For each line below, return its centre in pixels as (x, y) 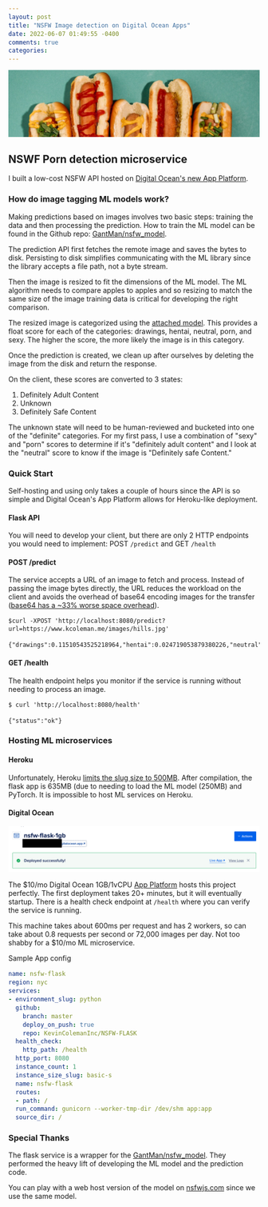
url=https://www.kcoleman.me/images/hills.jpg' (89, 629)
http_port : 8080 (42, 1059)
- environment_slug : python (55, 1000)
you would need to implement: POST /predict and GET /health (112, 544)
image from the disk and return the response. (83, 363)
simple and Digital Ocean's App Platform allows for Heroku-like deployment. (133, 499)
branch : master (48, 1016)
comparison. (29, 307)
